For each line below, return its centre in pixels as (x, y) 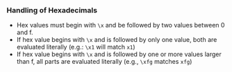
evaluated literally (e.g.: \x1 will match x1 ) (76, 47)
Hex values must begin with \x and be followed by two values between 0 (121, 25)
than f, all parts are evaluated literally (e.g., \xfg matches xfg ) (104, 62)
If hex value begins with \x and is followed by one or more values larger (119, 54)
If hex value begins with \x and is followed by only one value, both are (117, 40)
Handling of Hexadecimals (52, 10)
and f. (25, 32)
